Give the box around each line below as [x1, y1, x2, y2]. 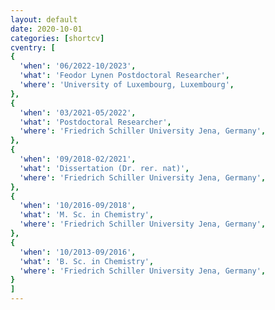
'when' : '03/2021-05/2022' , [19, 107, 137, 118]
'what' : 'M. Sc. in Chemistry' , [19, 210, 155, 220]
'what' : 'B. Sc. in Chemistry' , [19, 256, 155, 266]
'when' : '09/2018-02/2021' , [19, 154, 137, 164]
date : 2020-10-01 [10, 24, 83, 34]
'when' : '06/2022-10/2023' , [19, 61, 137, 71]
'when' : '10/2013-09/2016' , [19, 247, 137, 257]
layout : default [10, 14, 78, 25]
